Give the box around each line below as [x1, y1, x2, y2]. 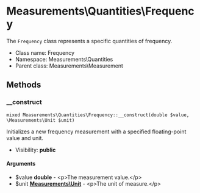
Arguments [6, 160, 36, 167]
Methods [6, 80, 41, 90]
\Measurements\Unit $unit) [6, 117, 75, 123]
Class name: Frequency [15, 49, 75, 56]
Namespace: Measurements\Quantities [15, 55, 113, 63]
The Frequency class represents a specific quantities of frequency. [6, 37, 173, 44]
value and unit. [6, 134, 44, 141]
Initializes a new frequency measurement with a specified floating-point [6, 128, 187, 135]
